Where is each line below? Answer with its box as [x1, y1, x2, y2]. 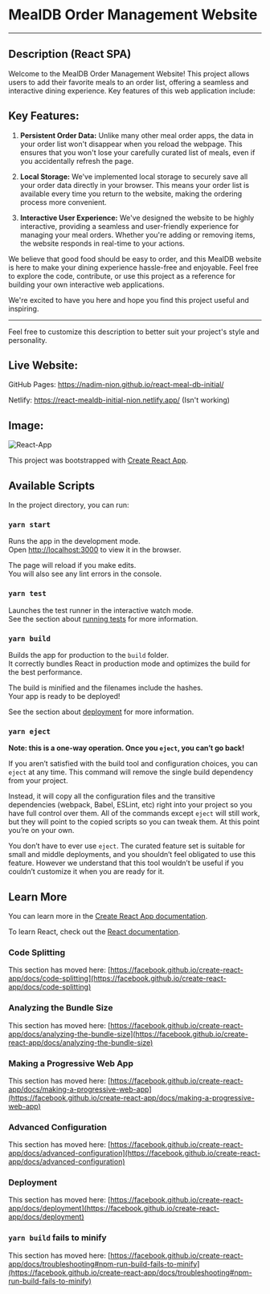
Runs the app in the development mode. [8, 537, 141, 546]
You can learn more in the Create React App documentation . [8, 912, 208, 920]
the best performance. [8, 667, 83, 676]
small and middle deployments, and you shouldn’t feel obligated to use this [8, 850, 256, 859]
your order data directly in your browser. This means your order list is [19, 180, 250, 190]
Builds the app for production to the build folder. [8, 650, 170, 659]
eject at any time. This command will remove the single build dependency [8, 767, 254, 777]
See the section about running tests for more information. [8, 614, 198, 623]
